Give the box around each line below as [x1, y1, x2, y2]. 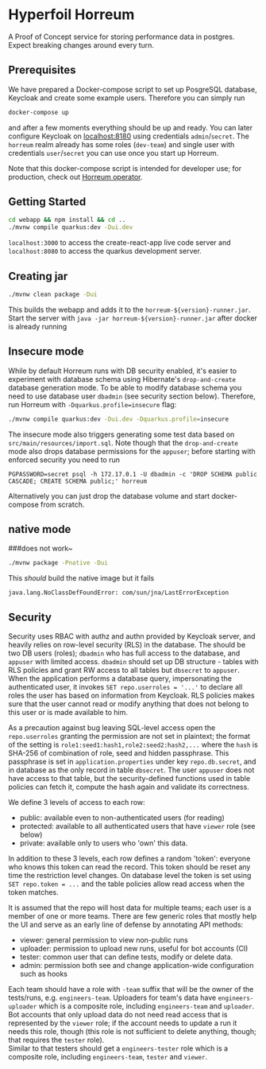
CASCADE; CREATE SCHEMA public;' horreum [8, 477, 148, 485]
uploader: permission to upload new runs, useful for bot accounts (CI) [19, 944, 249, 954]
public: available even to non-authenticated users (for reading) [19, 813, 225, 822]
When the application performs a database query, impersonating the [8, 674, 233, 683]
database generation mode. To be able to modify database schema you [8, 383, 242, 392]
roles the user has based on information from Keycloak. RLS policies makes [8, 690, 256, 701]
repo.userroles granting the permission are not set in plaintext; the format [8, 732, 251, 741]
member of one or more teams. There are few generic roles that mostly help [8, 912, 256, 921]
